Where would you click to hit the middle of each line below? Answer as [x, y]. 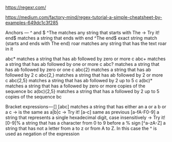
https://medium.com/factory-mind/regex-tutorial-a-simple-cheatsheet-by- [84, 17]
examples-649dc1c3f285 [32, 23]
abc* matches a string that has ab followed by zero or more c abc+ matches [85, 59]
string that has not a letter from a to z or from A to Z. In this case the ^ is [81, 128]
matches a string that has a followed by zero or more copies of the [76, 86]
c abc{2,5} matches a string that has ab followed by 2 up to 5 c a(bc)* [79, 80]
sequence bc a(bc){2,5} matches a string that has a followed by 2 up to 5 [82, 91]
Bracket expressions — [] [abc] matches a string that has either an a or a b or [86, 107]
